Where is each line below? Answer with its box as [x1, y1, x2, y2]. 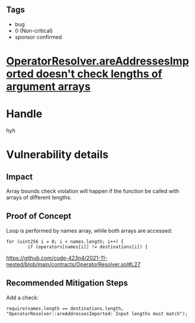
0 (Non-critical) [14, 27, 53, 34]
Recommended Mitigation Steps [6, 278, 128, 288]
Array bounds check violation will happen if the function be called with [6, 187, 179, 194]
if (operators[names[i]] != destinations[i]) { [27, 243, 148, 250]
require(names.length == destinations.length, [6, 305, 124, 312]
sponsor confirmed [14, 33, 63, 41]
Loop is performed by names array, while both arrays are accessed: [6, 227, 173, 234]
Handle [6, 107, 43, 121]
